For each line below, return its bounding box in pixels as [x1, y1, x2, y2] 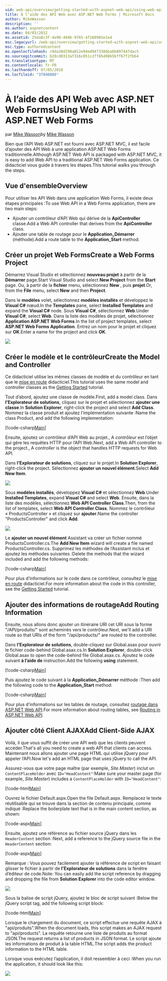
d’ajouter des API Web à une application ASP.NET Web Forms [5, 146, 131, 152]
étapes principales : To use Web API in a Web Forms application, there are [5, 200, 156, 206]
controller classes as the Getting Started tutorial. [5, 384, 104, 390]
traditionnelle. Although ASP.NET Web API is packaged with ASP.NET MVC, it [5, 151, 162, 157]
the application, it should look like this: [5, 961, 83, 967]
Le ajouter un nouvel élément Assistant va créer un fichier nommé [5, 535, 142, 541]
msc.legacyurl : [5, 40, 37, 45]
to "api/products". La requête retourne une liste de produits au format [5, 930, 148, 936]
